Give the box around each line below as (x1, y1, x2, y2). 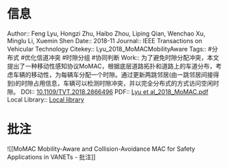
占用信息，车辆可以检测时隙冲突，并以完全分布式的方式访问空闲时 (33, 79, 220, 87)
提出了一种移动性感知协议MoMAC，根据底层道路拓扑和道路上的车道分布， (7, 62, 216, 70)
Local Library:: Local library (7, 95, 84, 104)
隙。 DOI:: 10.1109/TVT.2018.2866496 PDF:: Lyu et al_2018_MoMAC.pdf (7, 87, 209, 96)
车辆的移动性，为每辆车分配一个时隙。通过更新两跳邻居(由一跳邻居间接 (12, 70, 214, 79)
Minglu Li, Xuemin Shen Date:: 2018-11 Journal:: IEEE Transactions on (7, 36, 203, 45)
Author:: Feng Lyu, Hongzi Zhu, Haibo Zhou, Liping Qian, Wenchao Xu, (7, 29, 205, 38)
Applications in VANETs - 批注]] (7, 152, 96, 161)
